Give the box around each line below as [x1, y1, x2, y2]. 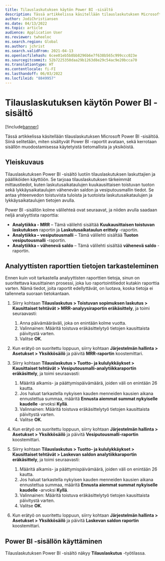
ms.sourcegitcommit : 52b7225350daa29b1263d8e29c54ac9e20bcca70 [5, 58, 137, 62]
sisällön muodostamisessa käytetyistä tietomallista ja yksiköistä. [5, 144, 135, 150]
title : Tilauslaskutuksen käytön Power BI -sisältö [5, 7, 113, 12]
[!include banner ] [5, 124, 39, 129]
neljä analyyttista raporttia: [5, 212, 59, 218]
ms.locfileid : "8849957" [5, 76, 56, 81]
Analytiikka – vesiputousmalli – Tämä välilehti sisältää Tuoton [12, 232, 138, 238]
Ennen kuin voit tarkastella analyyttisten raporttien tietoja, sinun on [5, 275, 140, 281]
